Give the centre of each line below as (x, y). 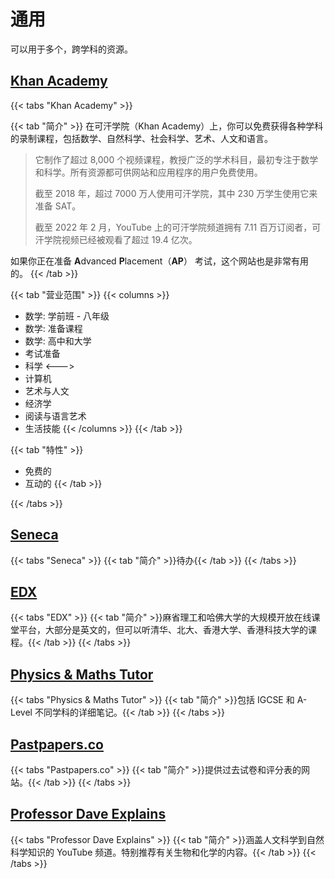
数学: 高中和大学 (58, 341)
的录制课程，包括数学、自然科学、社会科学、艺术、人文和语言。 (141, 138)
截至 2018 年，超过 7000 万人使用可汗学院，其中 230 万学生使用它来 (176, 193)
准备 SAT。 (58, 206)
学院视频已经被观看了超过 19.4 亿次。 (120, 239)
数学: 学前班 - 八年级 (67, 316)
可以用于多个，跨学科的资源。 (71, 49)
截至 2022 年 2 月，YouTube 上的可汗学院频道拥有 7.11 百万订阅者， (173, 227)
